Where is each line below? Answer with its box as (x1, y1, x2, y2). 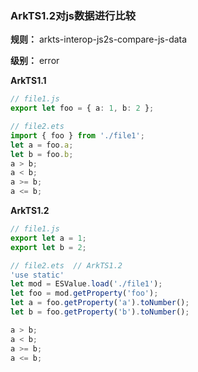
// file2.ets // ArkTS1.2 (10, 260, 123, 271)
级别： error (10, 55, 60, 67)
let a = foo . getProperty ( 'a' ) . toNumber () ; (10, 298, 190, 308)
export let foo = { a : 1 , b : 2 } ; (10, 103, 155, 114)
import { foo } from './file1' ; (10, 130, 145, 141)
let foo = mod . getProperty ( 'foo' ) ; (10, 288, 159, 299)
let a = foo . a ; (10, 140, 74, 150)
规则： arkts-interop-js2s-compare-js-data (10, 33, 188, 46)
